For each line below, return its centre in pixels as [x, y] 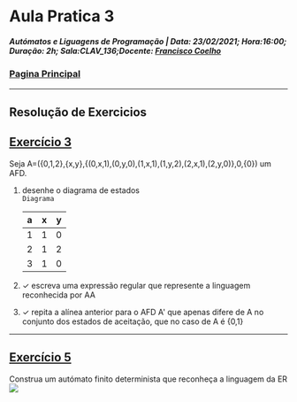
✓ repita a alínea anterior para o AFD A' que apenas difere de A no [143, 312]
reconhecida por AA [58, 295]
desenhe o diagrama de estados [80, 190]
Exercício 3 [41, 142]
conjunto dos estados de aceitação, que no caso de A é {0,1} [133, 321]
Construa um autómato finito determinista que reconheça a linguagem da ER [148, 379]
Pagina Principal [45, 74]
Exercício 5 [41, 357]
